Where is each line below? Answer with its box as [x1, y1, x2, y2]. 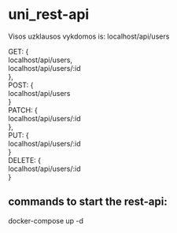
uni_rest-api [8, 6, 90, 24]
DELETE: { [8, 155, 42, 165]
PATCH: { [8, 105, 38, 115]
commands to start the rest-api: [8, 195, 168, 209]
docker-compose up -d [8, 216, 84, 225]
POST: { [8, 80, 34, 90]
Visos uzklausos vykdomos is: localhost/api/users [8, 31, 170, 41]
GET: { [8, 46, 29, 56]
